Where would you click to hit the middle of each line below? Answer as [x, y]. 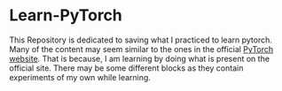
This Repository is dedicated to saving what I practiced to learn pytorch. [141, 40]
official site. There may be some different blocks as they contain [126, 68]
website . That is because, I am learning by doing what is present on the [140, 58]
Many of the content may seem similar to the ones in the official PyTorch [141, 49]
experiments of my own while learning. [80, 77]
